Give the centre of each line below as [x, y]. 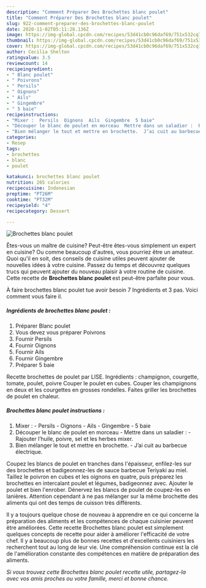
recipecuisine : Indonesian [41, 188]
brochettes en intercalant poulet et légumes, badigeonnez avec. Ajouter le [100, 483]
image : [15, 35]
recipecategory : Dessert [38, 211]
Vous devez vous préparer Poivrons [60, 333]
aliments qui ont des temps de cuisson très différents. [74, 503]
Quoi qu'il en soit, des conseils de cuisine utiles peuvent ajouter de [91, 258]
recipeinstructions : [33, 115]
